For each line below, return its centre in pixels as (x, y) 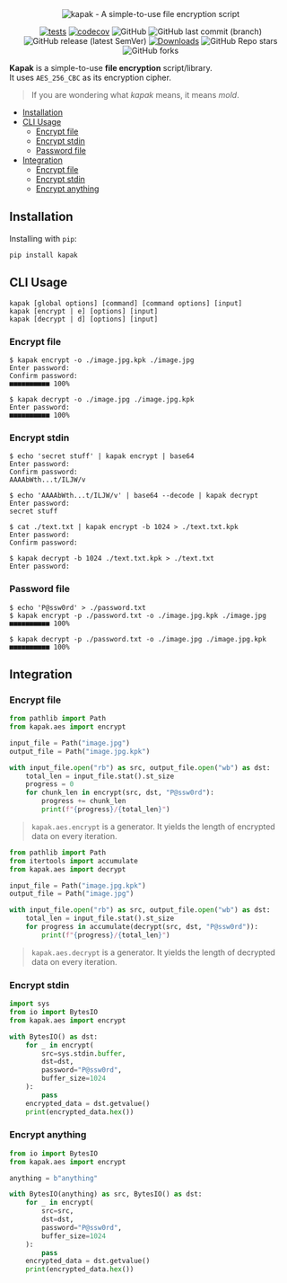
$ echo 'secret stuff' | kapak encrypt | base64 (102, 456)
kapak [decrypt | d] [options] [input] (84, 319)
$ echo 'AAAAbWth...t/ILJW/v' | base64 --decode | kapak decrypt (134, 496)
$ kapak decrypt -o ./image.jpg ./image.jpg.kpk (102, 399)
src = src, (58, 1211)
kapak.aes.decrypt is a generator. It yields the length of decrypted (153, 952)
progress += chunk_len (84, 801)
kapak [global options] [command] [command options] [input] (126, 303)
